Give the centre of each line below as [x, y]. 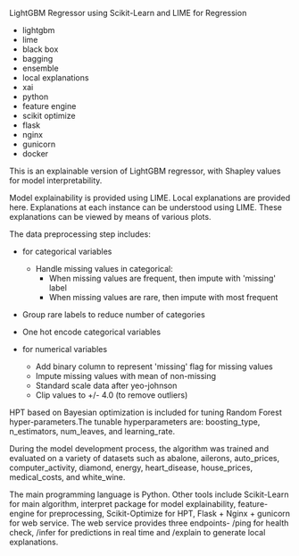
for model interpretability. [56, 181]
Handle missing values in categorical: [104, 269]
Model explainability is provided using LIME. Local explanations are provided [150, 198]
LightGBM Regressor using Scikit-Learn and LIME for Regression [128, 13]
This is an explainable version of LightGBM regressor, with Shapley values [145, 171]
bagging [37, 59]
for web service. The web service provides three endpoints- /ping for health [149, 523]
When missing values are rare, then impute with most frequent [163, 297]
